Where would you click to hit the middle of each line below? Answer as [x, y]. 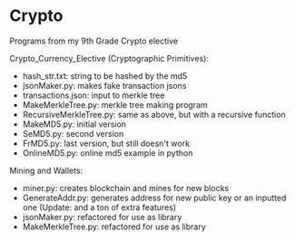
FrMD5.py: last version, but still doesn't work [106, 143]
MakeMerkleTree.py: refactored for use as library [114, 227]
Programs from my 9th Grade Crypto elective [94, 41]
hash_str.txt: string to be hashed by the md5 [105, 76]
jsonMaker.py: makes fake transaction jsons [104, 85]
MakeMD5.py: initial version [74, 124]
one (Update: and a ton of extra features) [99, 207]
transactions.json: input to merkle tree [93, 95]
